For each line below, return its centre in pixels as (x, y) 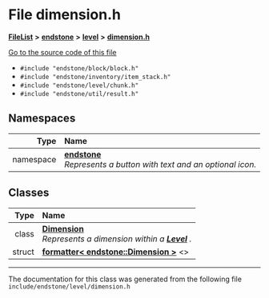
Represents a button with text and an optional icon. (160, 164)
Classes (29, 193)
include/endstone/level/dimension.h (69, 286)
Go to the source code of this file (62, 52)
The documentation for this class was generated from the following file (125, 279)
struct (23, 252)
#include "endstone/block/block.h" (79, 68)
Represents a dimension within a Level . (117, 239)
